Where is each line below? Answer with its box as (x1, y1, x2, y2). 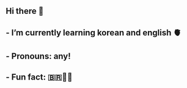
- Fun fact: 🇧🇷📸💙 (5, 72, 73, 82)
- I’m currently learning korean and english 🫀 (5, 27, 182, 38)
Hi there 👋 (5, 6, 44, 16)
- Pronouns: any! (5, 51, 71, 61)
